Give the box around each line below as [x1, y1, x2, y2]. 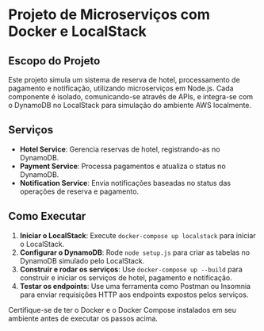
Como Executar [8, 210, 86, 223]
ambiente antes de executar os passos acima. [8, 314, 159, 323]
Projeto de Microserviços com [8, 6, 210, 24]
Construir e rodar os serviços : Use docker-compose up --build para [19, 264, 243, 274]
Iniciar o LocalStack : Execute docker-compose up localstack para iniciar [19, 230, 256, 240]
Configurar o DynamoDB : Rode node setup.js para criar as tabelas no [19, 248, 251, 257]
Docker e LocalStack [8, 22, 147, 40]
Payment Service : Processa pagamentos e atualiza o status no [19, 161, 226, 171]
